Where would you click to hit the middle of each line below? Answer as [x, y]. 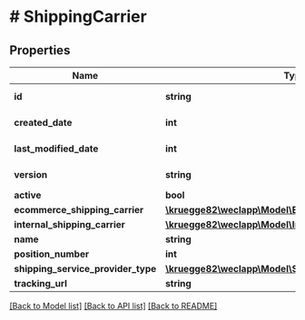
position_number [51, 254]
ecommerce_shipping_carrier [79, 210]
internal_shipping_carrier [69, 224]
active [28, 195]
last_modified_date [56, 149]
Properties [40, 50]
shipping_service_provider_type [85, 269]
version [31, 175]
